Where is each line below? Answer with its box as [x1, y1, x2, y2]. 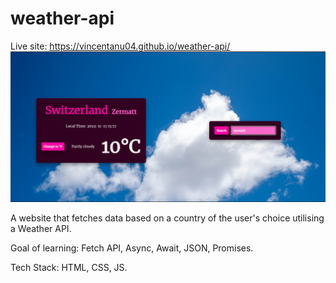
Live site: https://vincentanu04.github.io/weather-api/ [10, 40, 231, 52]
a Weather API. [10, 223, 72, 235]
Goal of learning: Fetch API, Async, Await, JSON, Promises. [10, 242, 254, 254]
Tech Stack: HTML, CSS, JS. [10, 262, 128, 274]
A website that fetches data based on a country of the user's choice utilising [10, 212, 325, 224]
